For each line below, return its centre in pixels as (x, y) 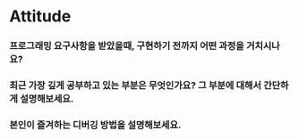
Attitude (40, 16)
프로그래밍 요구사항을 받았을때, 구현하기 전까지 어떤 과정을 (127, 46)
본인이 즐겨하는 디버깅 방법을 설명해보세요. (95, 125)
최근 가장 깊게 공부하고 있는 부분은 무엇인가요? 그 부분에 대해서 (136, 86)
